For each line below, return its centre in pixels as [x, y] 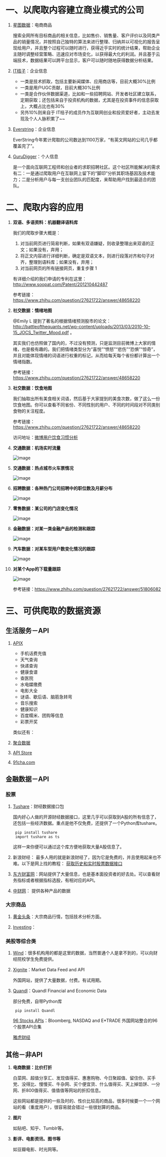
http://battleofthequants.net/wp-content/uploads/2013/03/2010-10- [82, 326]
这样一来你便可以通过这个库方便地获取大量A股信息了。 [68, 847]
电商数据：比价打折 [32, 1067]
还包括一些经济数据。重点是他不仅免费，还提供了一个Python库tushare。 [86, 823]
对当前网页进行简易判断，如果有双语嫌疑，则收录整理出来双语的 [85, 243]
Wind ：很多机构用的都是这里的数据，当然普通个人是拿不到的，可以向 [83, 953]
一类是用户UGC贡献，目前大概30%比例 [60, 87]
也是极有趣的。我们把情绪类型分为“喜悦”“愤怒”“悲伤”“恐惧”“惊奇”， [89, 349]
